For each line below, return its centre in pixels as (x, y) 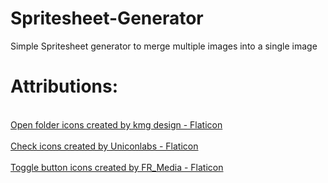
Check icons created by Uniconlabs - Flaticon (104, 146)
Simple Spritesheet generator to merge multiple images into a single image (164, 46)
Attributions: (64, 86)
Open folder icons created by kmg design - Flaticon (116, 124)
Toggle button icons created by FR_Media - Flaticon (117, 167)
